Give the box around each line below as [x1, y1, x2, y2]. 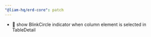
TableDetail [12, 26, 36, 33]
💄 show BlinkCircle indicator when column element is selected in [12, 21, 147, 27]
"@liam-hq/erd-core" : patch [5, 7, 64, 13]
